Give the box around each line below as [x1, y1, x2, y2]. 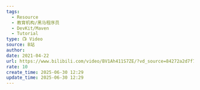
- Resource [11, 14, 39, 20]
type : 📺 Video [6, 36, 43, 42]
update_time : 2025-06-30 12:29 [6, 75, 84, 81]
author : [6, 47, 26, 53]
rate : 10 [6, 63, 28, 70]
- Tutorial [11, 31, 39, 37]
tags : [6, 8, 20, 15]
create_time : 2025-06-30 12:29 [6, 69, 84, 75]
